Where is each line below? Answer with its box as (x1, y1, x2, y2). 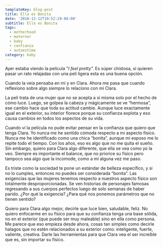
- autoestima (9, 48, 36, 53)
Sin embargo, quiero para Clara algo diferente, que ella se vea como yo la (5, 145, 152, 151)
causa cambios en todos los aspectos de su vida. (5, 115, 104, 122)
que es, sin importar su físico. (5, 237, 65, 243)
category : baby (5, 52, 36, 57)
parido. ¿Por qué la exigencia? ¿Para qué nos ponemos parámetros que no (5, 191, 155, 197)
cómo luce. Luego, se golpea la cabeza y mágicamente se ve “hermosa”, (5, 100, 151, 106)
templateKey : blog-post (5, 7, 54, 12)
